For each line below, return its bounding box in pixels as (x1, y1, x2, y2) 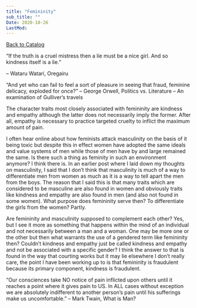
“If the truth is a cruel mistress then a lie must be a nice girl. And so (6, 52, 168, 59)
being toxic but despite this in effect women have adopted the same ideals (6, 141, 186, 148)
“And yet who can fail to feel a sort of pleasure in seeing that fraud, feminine (6, 82, 191, 89)
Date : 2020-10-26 (6, 19, 49, 25)
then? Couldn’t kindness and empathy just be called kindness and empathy (6, 240, 188, 247)
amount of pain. (6, 124, 45, 131)
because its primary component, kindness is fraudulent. (6, 265, 141, 272)
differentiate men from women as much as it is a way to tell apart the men (6, 172, 184, 180)
